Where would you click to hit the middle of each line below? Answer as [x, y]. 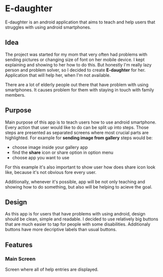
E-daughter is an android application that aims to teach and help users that [80, 22]
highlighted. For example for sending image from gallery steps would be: [79, 138]
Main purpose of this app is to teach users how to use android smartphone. [81, 122]
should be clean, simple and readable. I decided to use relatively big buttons [82, 219]
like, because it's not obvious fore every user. [51, 172]
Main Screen [20, 258]
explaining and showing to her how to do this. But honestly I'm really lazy [78, 64]
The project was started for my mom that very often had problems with [76, 54]
